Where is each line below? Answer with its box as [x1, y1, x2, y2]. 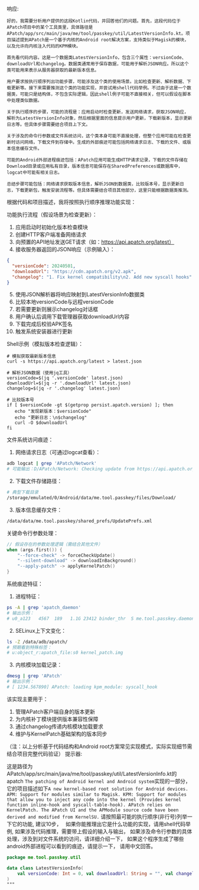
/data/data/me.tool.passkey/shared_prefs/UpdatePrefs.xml [6, 518, 152, 524]
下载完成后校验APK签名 [15, 321, 73, 328]
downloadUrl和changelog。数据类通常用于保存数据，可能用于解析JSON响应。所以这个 [6, 61, 189, 67]
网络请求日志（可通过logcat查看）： [15, 449, 101, 456]
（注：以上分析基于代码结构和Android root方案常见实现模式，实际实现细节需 [6, 743, 193, 750]
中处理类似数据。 [6, 98, 43, 103]
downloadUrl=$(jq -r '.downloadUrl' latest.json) [6, 380, 132, 386]
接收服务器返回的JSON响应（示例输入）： [15, 246, 116, 253]
